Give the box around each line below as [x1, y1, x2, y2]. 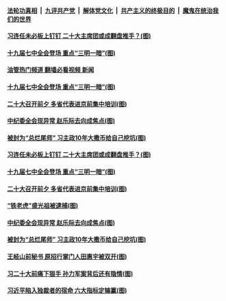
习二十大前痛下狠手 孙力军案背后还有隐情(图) [7, 269, 134, 278]
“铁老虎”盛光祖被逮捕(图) [7, 202, 79, 210]
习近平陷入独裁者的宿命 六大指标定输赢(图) [7, 287, 127, 295]
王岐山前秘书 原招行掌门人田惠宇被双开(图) [7, 252, 127, 261]
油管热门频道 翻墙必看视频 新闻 [7, 66, 95, 74]
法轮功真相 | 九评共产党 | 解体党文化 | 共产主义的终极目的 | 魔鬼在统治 [7, 6, 213, 14]
